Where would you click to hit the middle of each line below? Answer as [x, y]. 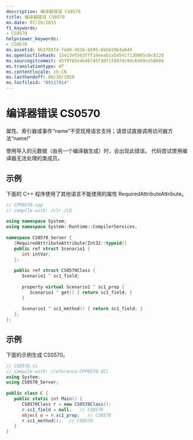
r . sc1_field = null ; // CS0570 [62, 409]
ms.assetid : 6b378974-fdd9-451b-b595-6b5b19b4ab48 [69, 50]
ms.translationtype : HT [35, 66]
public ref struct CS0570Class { [55, 271]
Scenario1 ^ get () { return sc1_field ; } [81, 292]
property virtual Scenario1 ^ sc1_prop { [73, 287]
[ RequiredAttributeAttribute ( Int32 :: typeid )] [70, 243]
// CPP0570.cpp [25, 205]
